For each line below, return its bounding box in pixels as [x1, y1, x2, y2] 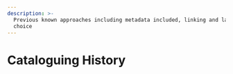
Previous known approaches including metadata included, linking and [13, 16, 218, 23]
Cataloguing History [7, 52, 126, 68]
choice [13, 23, 33, 29]
